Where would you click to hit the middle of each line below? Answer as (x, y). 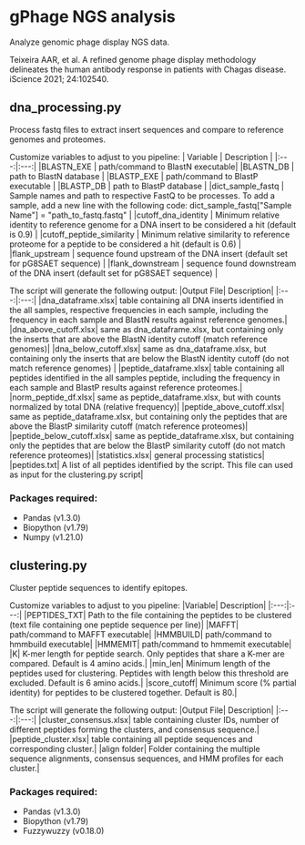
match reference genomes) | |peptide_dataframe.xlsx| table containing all (147, 368)
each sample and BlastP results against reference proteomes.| (126, 387)
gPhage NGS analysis (92, 17)
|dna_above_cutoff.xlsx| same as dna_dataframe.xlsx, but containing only (147, 329)
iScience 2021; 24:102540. (59, 78)
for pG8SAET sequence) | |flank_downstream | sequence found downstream (153, 263)
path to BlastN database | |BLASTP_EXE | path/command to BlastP (134, 176)
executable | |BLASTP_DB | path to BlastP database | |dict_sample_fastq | (147, 186)
